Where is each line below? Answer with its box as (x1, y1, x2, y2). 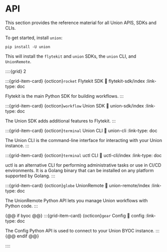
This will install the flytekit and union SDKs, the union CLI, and (5, 53, 136, 59)
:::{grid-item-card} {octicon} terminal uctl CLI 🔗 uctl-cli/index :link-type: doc (5, 152, 162, 158)
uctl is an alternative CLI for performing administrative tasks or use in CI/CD (5, 162, 161, 168)
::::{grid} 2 (5, 68, 27, 74)
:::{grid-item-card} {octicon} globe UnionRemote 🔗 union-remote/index (5, 182, 150, 188)
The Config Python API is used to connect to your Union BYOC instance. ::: (5, 227, 159, 233)
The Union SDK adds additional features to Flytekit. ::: (5, 117, 116, 123)
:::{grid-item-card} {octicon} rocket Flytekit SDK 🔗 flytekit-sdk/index (5, 78, 145, 84)
